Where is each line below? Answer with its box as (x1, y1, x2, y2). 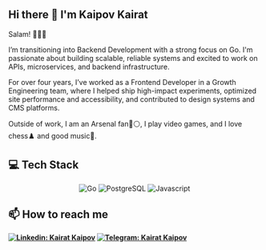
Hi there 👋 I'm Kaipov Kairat (8, 8, 148, 22)
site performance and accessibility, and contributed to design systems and (8, 94, 255, 104)
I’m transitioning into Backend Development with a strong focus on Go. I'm (8, 45, 254, 54)
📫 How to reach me (8, 208, 109, 221)
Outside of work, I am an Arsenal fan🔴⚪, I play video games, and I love (8, 119, 243, 128)
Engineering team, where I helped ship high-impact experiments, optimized (8, 86, 257, 95)
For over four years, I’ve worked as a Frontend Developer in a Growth (8, 77, 236, 87)
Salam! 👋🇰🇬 (8, 29, 46, 38)
